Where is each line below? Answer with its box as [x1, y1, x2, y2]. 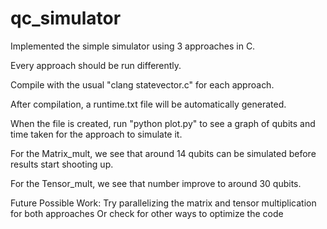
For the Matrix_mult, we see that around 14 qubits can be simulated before [10, 147, 317, 159]
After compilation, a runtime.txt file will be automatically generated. [10, 98, 287, 110]
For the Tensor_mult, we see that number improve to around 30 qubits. [10, 177, 302, 189]
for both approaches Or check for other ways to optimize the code [10, 207, 284, 219]
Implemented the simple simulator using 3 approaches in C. [10, 40, 256, 52]
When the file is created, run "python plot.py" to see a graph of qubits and [10, 117, 316, 129]
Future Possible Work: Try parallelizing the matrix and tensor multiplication [10, 197, 317, 209]
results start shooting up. [10, 158, 114, 170]
